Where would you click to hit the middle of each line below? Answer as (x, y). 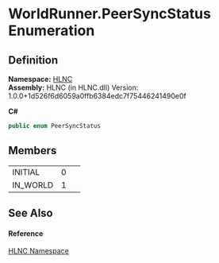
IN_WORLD (33, 185)
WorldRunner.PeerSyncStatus (110, 14)
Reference (26, 233)
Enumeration (52, 31)
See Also (31, 213)
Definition (33, 60)
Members (33, 151)
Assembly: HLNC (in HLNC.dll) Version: (73, 87)
